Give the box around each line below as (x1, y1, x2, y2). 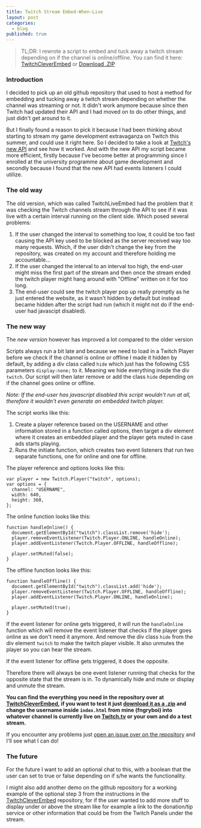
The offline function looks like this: (6, 566, 92, 574)
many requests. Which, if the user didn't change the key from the (14, 243, 176, 250)
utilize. (6, 171, 23, 178)
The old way (6, 186, 43, 194)
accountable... (14, 256, 51, 263)
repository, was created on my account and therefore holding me (14, 250, 176, 257)
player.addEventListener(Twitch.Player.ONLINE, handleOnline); (11, 594, 173, 600)
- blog (11, 25, 28, 32)
